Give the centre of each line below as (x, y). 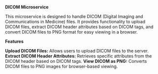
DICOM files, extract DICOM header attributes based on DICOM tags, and (79, 27)
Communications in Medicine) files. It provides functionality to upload (75, 22)
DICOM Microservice (27, 7)
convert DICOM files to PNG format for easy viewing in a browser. (72, 32)
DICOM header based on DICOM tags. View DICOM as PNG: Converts (76, 61)
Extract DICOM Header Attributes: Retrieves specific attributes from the (79, 56)
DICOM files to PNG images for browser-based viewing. (61, 66)
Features (14, 41)
